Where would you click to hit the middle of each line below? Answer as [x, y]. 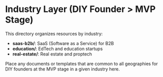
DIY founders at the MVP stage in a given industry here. [62, 69]
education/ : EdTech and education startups [57, 48]
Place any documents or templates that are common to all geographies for [82, 63]
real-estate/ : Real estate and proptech [52, 54]
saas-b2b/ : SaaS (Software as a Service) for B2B [63, 43]
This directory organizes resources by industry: [54, 33]
